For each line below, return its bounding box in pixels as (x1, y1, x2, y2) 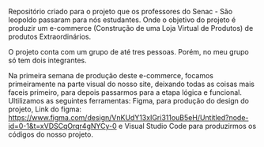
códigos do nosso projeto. (8, 130, 93, 139)
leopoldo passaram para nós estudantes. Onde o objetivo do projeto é (8, 15, 236, 24)
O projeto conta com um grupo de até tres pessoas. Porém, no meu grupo (8, 47, 249, 56)
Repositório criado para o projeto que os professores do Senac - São (8, 7, 233, 16)
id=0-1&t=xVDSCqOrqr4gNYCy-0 (8, 122, 117, 130)
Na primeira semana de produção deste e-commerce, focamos (8, 71, 213, 80)
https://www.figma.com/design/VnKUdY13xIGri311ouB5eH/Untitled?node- (8, 113, 249, 122)
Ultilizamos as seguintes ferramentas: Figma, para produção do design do (8, 96, 250, 105)
